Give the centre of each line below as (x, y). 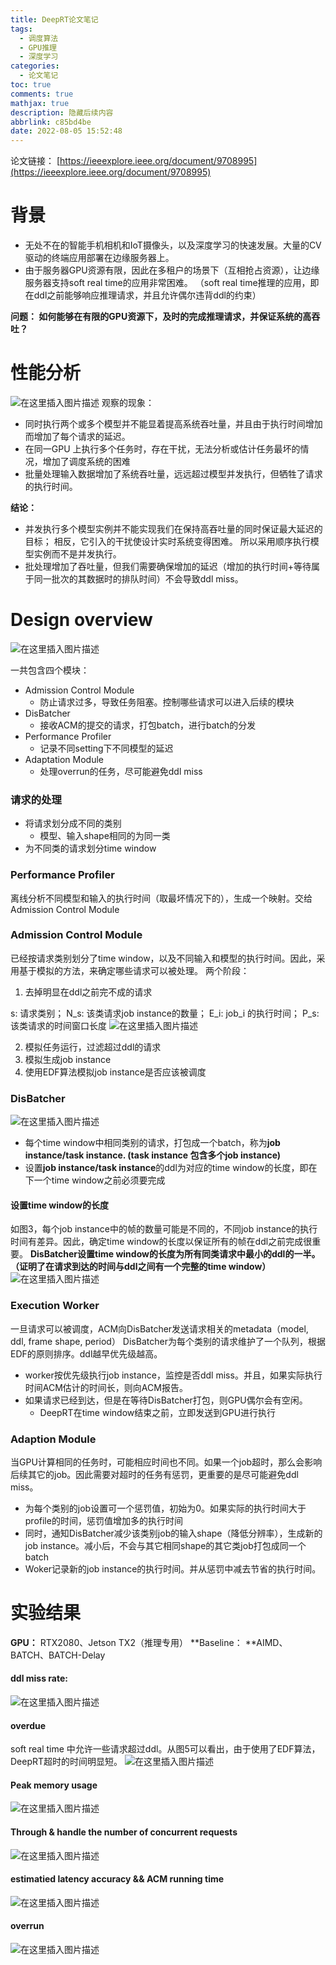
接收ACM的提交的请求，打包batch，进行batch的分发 (148, 725)
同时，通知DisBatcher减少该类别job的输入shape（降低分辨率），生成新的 (173, 1533)
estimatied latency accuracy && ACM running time (117, 1879)
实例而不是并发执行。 (77, 554)
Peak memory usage (54, 1785)
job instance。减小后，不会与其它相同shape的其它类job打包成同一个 (165, 1545)
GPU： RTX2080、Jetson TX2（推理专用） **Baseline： (126, 1642)
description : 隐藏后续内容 (62, 112)
